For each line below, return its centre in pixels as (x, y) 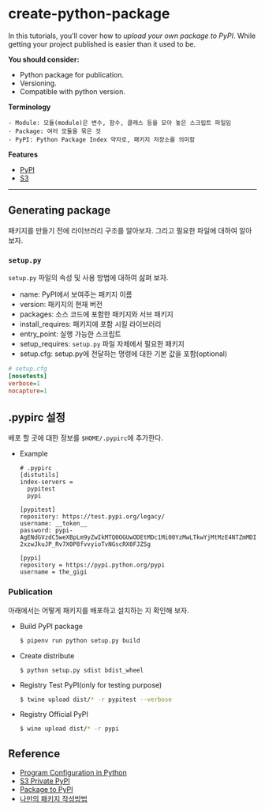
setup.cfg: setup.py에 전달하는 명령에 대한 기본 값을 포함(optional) (123, 354)
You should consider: (44, 59)
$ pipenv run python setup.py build (80, 640)
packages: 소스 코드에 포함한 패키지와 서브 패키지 (96, 314)
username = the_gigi (53, 572)
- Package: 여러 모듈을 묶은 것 (54, 131)
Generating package (60, 210)
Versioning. (38, 83)
